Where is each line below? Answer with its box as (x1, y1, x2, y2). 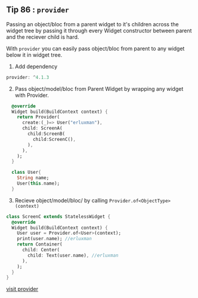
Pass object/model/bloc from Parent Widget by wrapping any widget (14, 85, 184, 92)
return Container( (17, 241, 63, 247)
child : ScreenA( (21, 125, 63, 131)
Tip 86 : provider (6, 5, 70, 15)
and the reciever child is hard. (6, 33, 79, 41)
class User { (11, 170, 42, 176)
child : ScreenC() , (32, 136, 76, 142)
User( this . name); (17, 180, 60, 187)
